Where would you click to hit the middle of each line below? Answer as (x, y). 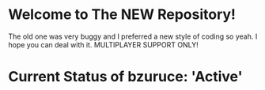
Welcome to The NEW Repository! (122, 15)
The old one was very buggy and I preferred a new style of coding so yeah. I (133, 36)
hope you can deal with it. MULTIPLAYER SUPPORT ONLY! (104, 44)
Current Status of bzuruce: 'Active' (125, 77)
